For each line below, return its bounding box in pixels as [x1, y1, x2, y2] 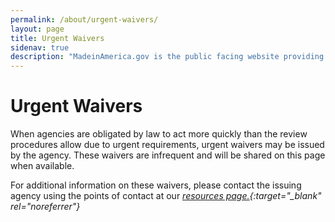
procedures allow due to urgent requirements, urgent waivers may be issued [10, 139, 325, 151]
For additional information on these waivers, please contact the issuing [10, 179, 302, 191]
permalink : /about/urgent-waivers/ [10, 14, 159, 25]
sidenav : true [10, 42, 70, 53]
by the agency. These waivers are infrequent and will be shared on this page [10, 149, 326, 161]
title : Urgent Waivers [10, 33, 105, 43]
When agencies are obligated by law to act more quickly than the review [10, 128, 308, 140]
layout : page [10, 24, 65, 34]
